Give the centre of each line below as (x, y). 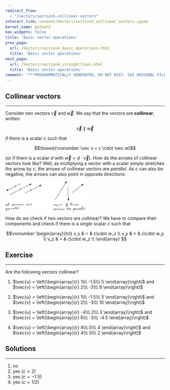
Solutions (21, 349)
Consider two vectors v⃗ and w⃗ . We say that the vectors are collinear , (80, 113)
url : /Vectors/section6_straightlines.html (56, 64)
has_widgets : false (26, 32)
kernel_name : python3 (28, 27)
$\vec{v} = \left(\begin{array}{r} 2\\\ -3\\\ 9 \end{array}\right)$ (78, 287)
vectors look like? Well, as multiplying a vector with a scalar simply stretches (85, 163)
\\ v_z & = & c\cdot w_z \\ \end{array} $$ (85, 239)
